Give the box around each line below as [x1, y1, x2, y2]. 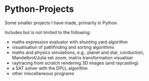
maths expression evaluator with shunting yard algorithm [11, 39, 128, 45]
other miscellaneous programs [11, 70, 75, 76]
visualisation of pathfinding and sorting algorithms [11, 44, 114, 50]
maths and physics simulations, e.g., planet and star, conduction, [11, 49, 145, 55]
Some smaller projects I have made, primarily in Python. [4, 20, 118, 26]
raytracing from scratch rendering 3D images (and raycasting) [11, 60, 139, 66]
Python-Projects [4, 3, 74, 15]
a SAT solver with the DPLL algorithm [11, 65, 88, 71]
